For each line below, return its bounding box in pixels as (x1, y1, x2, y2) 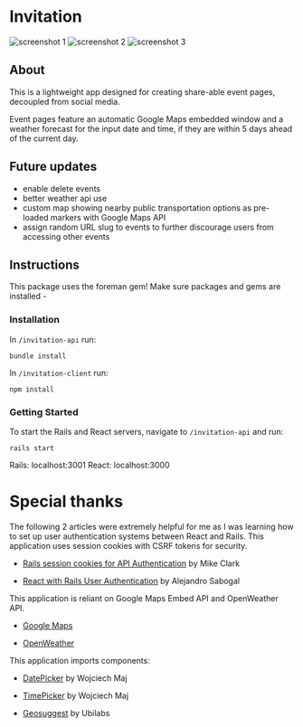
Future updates (9, 159, 98, 175)
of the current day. (9, 133, 79, 144)
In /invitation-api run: (9, 334, 97, 345)
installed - (9, 291, 47, 302)
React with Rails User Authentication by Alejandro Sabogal (22, 575, 241, 586)
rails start (9, 443, 54, 453)
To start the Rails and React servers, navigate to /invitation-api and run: (9, 426, 284, 437)
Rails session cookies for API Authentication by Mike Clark (22, 558, 241, 569)
